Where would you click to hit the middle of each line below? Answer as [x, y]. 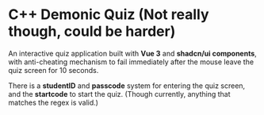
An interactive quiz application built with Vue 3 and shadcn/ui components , [133, 53]
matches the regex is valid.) [54, 102]
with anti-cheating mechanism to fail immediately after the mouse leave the [131, 62]
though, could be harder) [92, 31]
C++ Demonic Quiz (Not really [109, 15]
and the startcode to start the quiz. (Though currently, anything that [119, 94]
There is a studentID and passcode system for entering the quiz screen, [127, 86]
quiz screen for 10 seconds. [54, 70]
